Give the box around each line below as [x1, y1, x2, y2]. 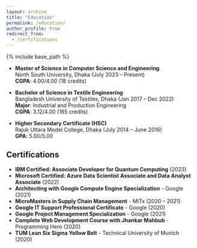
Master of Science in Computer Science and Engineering [14, 65, 160, 72]
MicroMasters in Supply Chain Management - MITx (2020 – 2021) [14, 197, 181, 204]
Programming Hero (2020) [14, 223, 81, 230]
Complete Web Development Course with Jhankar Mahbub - [14, 216, 169, 223]
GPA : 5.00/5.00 [14, 132, 53, 140]
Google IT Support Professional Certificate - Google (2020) [14, 204, 166, 211]
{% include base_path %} [6, 53, 70, 60]
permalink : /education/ [6, 20, 66, 26]
